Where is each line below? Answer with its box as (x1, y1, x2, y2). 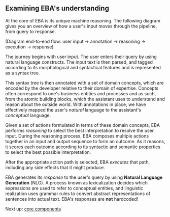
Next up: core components (5, 206, 61, 212)
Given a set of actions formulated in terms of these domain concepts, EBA (5, 122, 160, 128)
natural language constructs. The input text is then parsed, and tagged (5, 59, 153, 65)
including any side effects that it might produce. (5, 164, 106, 170)
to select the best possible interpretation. (5, 149, 91, 155)
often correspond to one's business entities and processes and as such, (5, 90, 156, 96)
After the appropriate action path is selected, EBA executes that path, (5, 159, 150, 165)
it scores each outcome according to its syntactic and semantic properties (5, 144, 161, 150)
